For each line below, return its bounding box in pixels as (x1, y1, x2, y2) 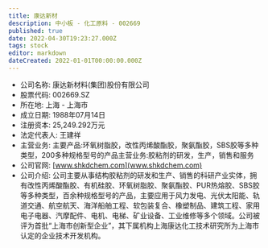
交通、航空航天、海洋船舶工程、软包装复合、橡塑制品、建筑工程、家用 (27, 200, 260, 210)
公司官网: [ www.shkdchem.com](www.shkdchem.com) (19, 160, 203, 170)
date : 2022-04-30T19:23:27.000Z (8, 34, 117, 43)
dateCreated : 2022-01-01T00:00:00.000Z (8, 57, 142, 65)
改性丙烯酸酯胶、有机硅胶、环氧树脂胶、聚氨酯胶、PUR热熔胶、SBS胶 (27, 180, 260, 190)
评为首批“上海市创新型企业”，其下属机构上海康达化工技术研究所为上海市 (19, 221, 260, 230)
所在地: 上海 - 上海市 (19, 100, 89, 110)
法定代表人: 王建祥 (19, 130, 81, 139)
